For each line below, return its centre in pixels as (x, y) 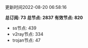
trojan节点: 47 (26, 40)
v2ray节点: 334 (28, 34)
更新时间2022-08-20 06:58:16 (36, 7)
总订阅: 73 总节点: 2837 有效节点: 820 (44, 18)
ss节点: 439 (24, 28)
